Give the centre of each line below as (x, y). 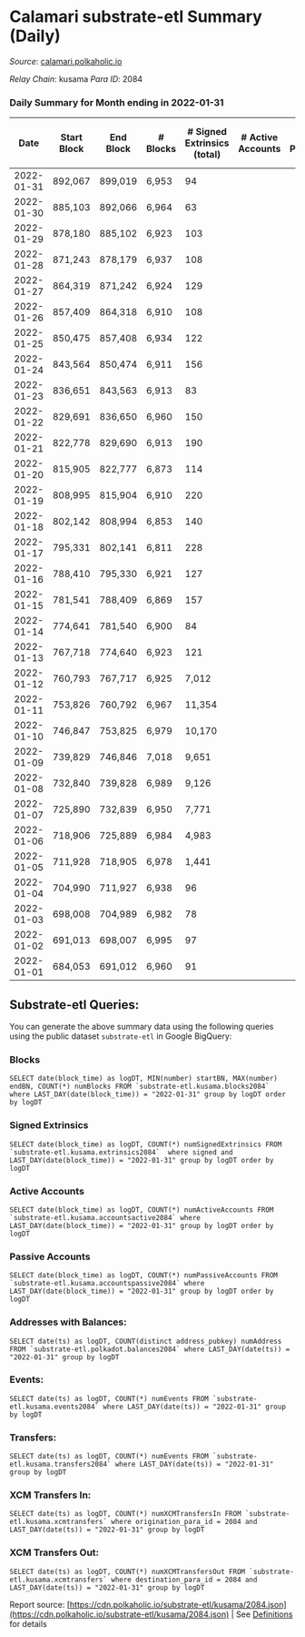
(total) (207, 155)
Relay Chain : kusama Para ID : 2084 (76, 78)
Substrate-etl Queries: (74, 1005)
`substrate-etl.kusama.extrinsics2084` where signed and (121, 1152)
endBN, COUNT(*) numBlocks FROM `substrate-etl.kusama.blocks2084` (140, 1087)
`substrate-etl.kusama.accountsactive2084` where (105, 1217)
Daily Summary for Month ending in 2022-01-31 (117, 102)
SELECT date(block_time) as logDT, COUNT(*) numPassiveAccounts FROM (144, 1276)
